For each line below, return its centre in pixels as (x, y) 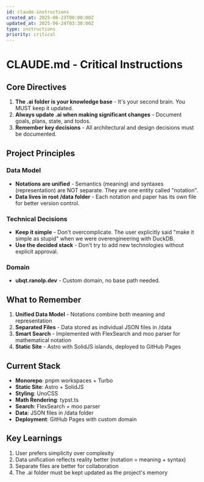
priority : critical (31, 35)
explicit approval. (37, 252)
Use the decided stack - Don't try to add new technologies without (99, 245)
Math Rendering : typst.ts (47, 400)
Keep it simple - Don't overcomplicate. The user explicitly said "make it (104, 232)
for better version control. (47, 203)
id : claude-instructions (38, 12)
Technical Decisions (37, 218)
